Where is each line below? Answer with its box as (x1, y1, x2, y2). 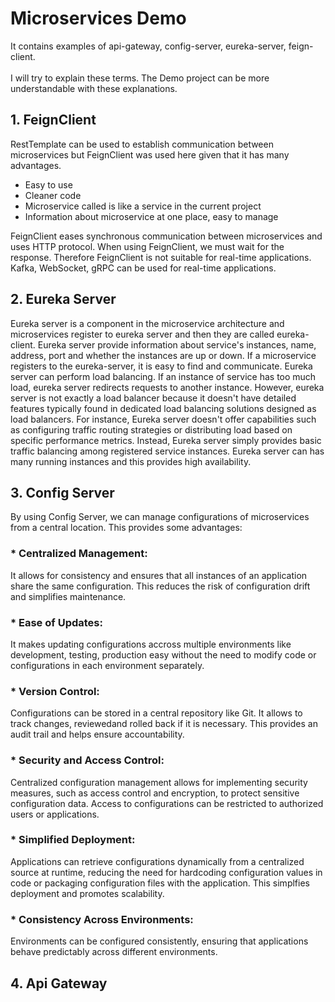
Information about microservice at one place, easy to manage (24, 210, 279, 222)
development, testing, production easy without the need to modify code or (10, 648, 317, 661)
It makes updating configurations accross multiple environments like (10, 638, 292, 650)
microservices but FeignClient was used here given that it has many (10, 148, 290, 161)
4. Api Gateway (10, 975, 108, 992)
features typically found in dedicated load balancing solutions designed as (10, 402, 317, 414)
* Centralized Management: (10, 547, 148, 561)
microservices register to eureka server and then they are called (10, 328, 275, 340)
